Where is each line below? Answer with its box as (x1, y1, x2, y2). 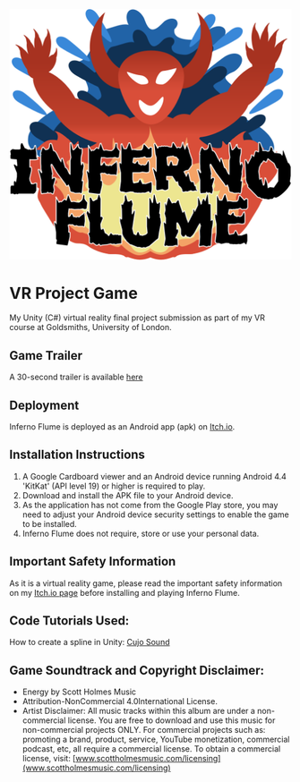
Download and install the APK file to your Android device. (21, 489, 234, 500)
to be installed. (21, 518, 78, 529)
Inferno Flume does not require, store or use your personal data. (21, 528, 260, 539)
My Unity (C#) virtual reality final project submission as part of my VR (9, 312, 266, 323)
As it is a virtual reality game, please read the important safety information (9, 577, 283, 589)
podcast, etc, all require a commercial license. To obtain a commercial (21, 744, 281, 754)
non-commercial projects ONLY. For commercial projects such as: (21, 725, 266, 735)
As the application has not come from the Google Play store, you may (21, 499, 279, 510)
